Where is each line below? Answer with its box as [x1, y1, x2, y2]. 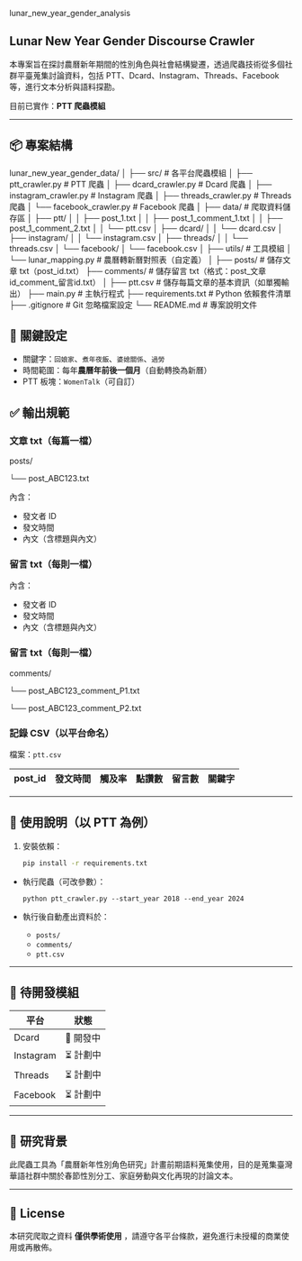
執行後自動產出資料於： [22, 910, 110, 922]
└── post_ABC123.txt [9, 473, 90, 484]
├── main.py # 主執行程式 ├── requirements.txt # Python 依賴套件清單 [26, 288, 292, 298]
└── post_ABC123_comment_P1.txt [9, 685, 140, 696]
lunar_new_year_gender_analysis [9, 8, 131, 18]
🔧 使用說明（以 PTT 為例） [9, 815, 155, 830]
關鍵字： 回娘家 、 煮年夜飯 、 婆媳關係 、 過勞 [22, 353, 165, 364]
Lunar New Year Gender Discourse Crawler [9, 33, 255, 49]
